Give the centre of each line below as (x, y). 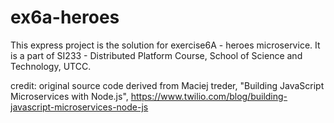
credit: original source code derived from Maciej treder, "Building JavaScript (167, 85)
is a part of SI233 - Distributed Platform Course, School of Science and (156, 55)
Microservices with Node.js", (69, 96)
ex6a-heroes (65, 17)
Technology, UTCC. (51, 66)
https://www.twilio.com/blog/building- (209, 96)
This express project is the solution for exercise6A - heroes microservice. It (165, 45)
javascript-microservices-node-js (79, 107)
